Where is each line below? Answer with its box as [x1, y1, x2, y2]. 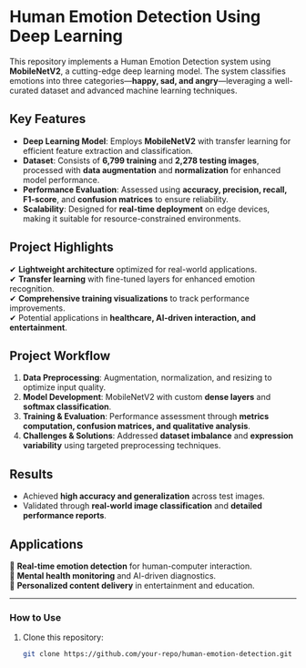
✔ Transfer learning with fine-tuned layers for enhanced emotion [9, 273, 255, 284]
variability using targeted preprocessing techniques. [22, 440, 221, 451]
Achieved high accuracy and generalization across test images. [22, 490, 266, 502]
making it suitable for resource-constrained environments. [22, 212, 241, 224]
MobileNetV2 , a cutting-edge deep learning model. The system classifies [9, 66, 287, 77]
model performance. [22, 174, 100, 185]
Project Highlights [9, 240, 114, 255]
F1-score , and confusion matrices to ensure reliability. [22, 193, 229, 204]
